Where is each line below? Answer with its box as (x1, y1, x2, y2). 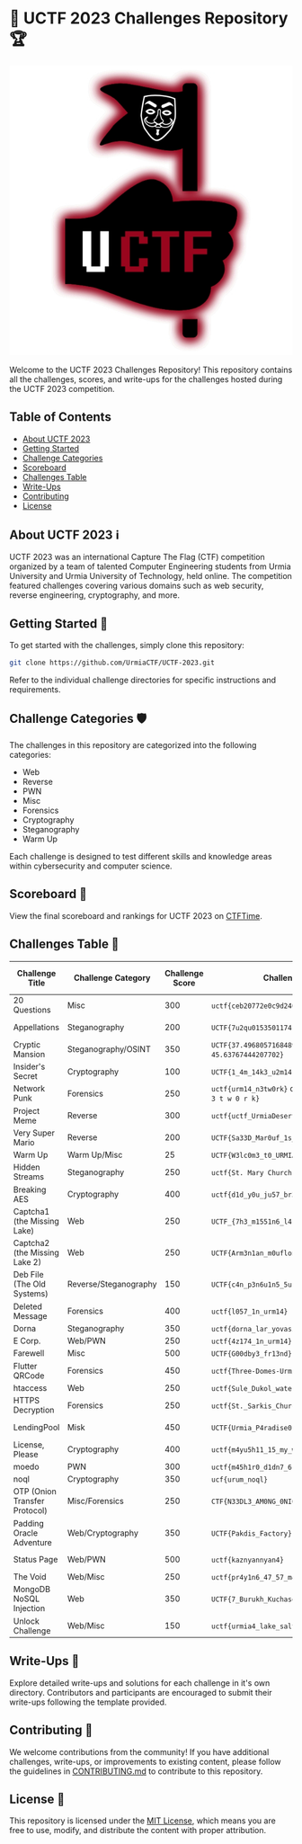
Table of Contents (9, 409, 112, 425)
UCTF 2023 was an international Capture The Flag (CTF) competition (9, 552, 265, 563)
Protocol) (13, 1505, 48, 1516)
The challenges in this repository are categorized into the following (9, 739, 257, 750)
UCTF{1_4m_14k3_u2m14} (210, 1067, 297, 1077)
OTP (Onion (13, 1486, 57, 1497)
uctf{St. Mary (210, 1168, 264, 1177)
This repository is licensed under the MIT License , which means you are (9, 1815, 276, 1826)
